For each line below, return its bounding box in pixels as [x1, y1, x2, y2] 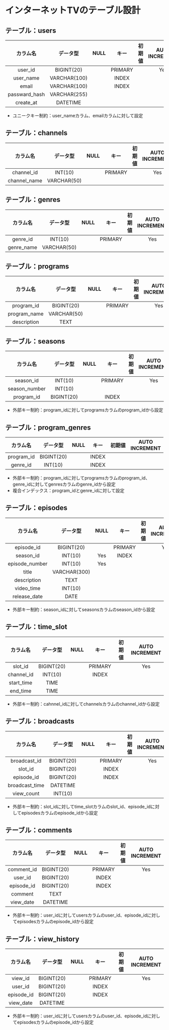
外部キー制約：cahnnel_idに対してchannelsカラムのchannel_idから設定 [12, 701, 160, 707]
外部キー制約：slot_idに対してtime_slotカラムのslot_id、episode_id [12, 803, 151, 809]
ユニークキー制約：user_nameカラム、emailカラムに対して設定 [12, 113, 143, 118]
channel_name [8, 177, 43, 184]
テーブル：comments [5, 826, 72, 834]
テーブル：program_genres [5, 423, 91, 432]
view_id [12, 975, 30, 982]
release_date [12, 593, 43, 600]
